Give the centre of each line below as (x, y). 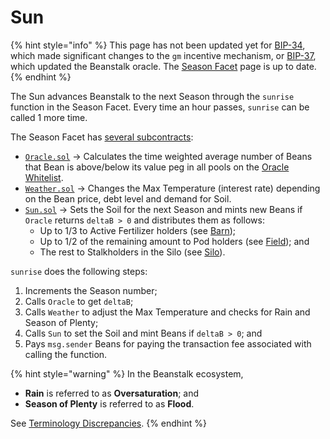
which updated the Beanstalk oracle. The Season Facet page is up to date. (163, 66)
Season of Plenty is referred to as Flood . (109, 403)
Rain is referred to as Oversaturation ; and (112, 393)
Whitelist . (44, 177)
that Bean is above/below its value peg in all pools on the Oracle (157, 167)
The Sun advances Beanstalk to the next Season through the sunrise (152, 96)
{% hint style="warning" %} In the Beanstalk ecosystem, (127, 373)
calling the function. (66, 354)
